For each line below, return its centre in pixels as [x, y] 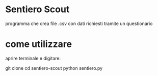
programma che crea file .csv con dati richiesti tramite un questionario [79, 23]
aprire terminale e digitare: [33, 58]
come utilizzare [39, 44]
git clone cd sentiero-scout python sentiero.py [54, 68]
